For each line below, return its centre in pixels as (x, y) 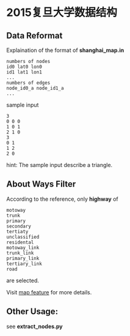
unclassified (23, 237)
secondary (19, 226)
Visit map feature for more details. (49, 292)
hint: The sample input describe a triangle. (60, 165)
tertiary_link (24, 264)
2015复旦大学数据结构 (62, 13)
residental (20, 242)
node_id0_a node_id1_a (35, 88)
